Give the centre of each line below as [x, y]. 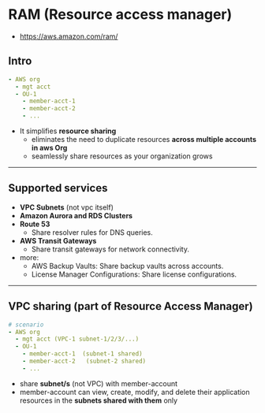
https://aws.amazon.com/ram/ [69, 36]
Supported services [58, 188]
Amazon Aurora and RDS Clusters [76, 215]
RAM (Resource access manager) [120, 15]
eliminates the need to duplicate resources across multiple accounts [144, 139]
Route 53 [35, 224]
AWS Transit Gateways [58, 240]
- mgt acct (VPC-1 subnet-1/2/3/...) [77, 339]
